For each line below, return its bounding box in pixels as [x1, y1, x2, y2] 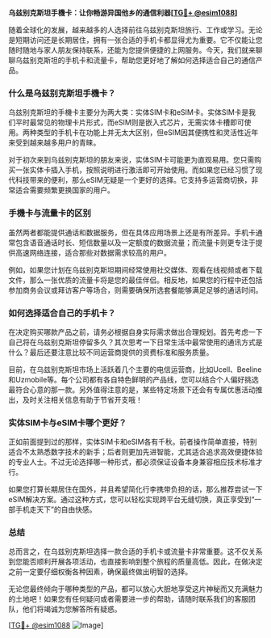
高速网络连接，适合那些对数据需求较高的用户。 [15, 247, 171, 257]
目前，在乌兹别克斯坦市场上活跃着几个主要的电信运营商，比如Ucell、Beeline [8, 364, 262, 374]
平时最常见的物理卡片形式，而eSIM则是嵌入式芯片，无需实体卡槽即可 [15, 117, 244, 128]
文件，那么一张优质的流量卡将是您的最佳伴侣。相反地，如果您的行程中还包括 [8, 275, 263, 285]
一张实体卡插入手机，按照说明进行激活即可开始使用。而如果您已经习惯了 [15, 165, 256, 175]
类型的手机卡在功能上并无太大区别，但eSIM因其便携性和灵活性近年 [35, 128, 259, 137]
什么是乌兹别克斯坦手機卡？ [8, 87, 116, 99]
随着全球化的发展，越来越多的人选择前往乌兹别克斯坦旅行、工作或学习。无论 [8, 25, 263, 35]
